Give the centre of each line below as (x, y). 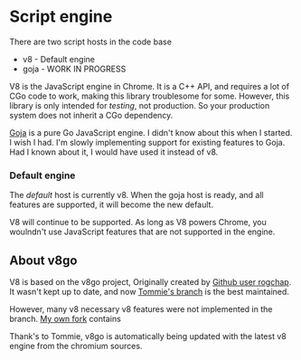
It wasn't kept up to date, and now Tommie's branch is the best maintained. (149, 292)
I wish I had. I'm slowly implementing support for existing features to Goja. (147, 142)
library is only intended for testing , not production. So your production (140, 105)
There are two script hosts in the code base (90, 42)
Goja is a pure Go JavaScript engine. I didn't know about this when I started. (151, 132)
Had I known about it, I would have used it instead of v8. (114, 152)
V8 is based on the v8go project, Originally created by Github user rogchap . (150, 282)
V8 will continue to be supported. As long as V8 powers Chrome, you (138, 223)
